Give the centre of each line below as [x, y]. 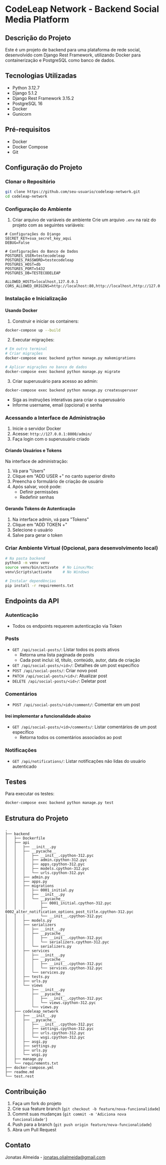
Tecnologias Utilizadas [41, 76]
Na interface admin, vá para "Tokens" [50, 519]
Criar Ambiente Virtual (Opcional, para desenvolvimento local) [82, 548]
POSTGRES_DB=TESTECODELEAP [33, 273]
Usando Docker [21, 310]
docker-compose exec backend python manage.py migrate [63, 372]
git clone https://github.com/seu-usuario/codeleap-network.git [73, 192]
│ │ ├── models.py [28, 921]
